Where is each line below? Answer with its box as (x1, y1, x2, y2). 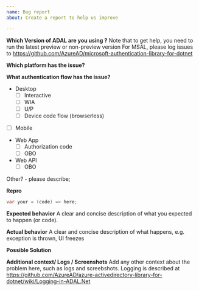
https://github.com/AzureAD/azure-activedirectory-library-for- (6, 271, 162, 278)
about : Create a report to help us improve (6, 15, 119, 21)
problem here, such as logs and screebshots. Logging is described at (6, 264, 180, 272)
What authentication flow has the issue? (6, 73, 111, 80)
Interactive (24, 91, 52, 99)
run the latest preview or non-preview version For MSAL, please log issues (6, 43, 194, 51)
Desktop (15, 85, 37, 92)
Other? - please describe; (6, 175, 71, 183)
